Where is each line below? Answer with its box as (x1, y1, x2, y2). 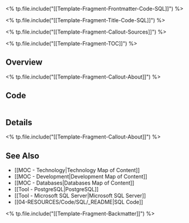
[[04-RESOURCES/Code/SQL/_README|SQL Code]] (14, 198, 144, 206)
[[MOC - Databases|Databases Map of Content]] (14, 179, 135, 186)
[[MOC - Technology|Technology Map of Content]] (14, 167, 140, 174)
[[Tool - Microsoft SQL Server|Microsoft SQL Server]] (14, 192, 146, 200)
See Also (5, 150, 39, 161)
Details (5, 117, 32, 128)
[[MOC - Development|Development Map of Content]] (14, 173, 148, 180)
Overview (5, 57, 43, 68)
